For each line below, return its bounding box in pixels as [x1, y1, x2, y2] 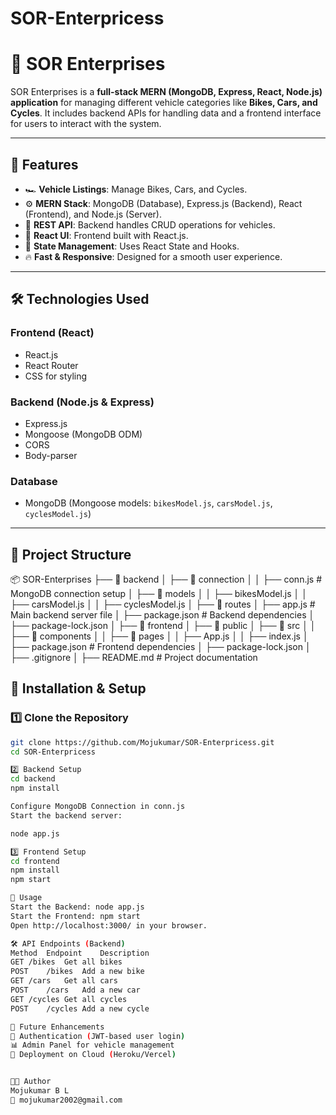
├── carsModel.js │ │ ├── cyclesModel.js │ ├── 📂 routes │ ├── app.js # [10, 598, 316, 611]
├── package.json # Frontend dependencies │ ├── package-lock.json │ [10, 641, 312, 653]
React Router [24, 359, 79, 371]
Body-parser [24, 449, 78, 461]
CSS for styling [24, 370, 88, 382]
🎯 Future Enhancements [10, 1022, 105, 1032]
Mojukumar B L [10, 1086, 70, 1096]
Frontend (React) [10, 326, 95, 340]
